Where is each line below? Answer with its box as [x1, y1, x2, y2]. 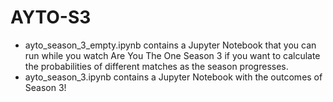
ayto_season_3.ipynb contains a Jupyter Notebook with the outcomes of [24, 71, 323, 83]
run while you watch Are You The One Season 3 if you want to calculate [24, 49, 321, 61]
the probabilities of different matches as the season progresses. [24, 60, 289, 72]
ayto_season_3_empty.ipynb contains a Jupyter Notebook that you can [24, 39, 317, 51]
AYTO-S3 [10, 6, 92, 29]
